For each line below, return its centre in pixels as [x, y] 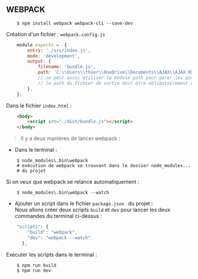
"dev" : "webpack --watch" [59, 238]
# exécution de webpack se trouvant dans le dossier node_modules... [104, 166]
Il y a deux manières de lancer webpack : [70, 138]
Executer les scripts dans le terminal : [52, 254]
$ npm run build [37, 265]
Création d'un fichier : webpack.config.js [56, 34]
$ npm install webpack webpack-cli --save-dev [75, 23]
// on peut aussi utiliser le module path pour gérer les [110, 78]
